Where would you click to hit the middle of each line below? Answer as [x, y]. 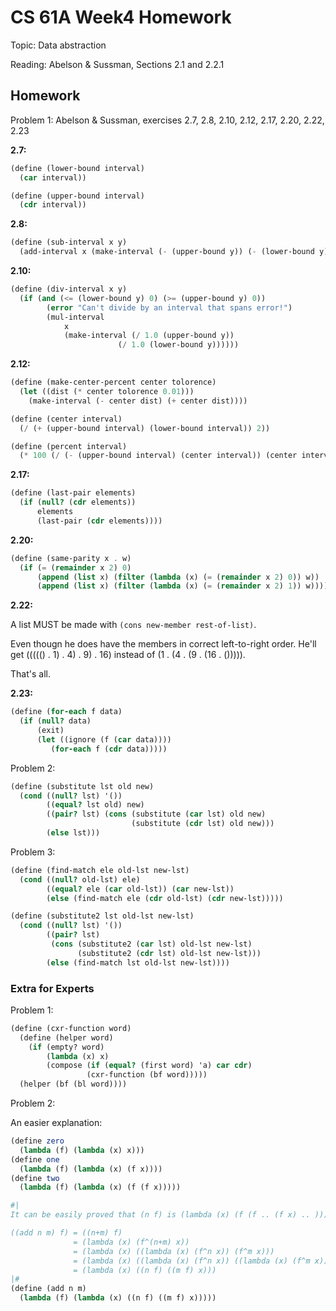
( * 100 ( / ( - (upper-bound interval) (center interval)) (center [158, 456]
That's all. [30, 674]
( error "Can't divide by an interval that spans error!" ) [169, 307]
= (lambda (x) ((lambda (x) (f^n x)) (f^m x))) [174, 1251]
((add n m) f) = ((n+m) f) [66, 1233]
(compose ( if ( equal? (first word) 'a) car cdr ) [149, 1066]
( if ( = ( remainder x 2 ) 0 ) [75, 567]
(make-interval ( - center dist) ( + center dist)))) [138, 401]
